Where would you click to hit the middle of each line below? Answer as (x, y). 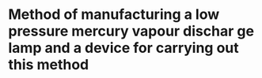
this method (49, 65)
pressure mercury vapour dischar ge (131, 31)
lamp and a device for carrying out (123, 48)
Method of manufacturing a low (114, 15)
